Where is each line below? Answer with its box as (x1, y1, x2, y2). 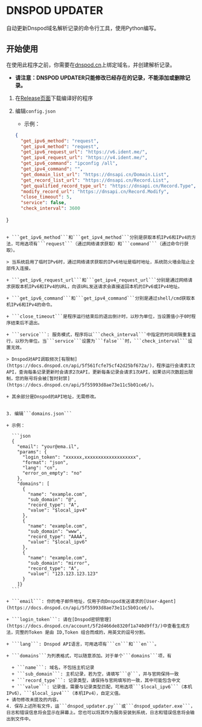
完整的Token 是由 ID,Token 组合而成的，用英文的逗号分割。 (14, 630, 149, 636)
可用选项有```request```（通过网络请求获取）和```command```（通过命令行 (14, 241, 185, 247)
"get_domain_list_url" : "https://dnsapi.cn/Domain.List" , (21, 171, 169, 177)
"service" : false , (21, 200, 67, 206)
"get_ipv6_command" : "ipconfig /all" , (21, 160, 118, 166)
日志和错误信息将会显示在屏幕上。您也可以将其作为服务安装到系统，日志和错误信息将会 (6, 709, 191, 715)
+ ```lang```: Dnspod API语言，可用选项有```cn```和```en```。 (6, 641, 160, 647)
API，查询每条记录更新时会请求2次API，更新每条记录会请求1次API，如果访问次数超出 (6, 369, 189, 375)
